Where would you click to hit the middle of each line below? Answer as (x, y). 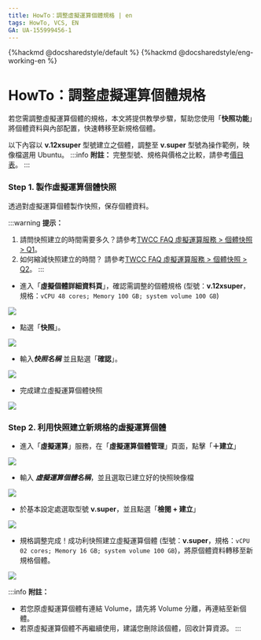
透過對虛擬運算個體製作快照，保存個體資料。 (81, 206)
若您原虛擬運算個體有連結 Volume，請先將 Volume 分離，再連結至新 (129, 608)
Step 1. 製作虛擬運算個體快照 (62, 188)
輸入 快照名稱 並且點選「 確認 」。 (70, 359)
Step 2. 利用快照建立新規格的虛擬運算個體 (87, 427)
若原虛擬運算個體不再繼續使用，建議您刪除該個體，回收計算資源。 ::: (130, 628)
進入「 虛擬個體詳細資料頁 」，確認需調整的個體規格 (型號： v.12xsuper (131, 285)
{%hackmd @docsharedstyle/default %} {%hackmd (92, 53)
